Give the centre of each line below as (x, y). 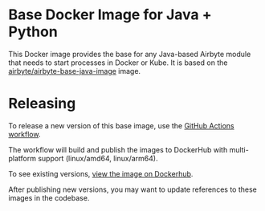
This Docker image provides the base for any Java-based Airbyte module (130, 54)
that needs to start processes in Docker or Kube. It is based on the (118, 63)
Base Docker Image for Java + (110, 15)
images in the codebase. (49, 197)
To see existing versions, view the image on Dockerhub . (101, 173)
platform (22, 158)
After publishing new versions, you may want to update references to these (132, 189)
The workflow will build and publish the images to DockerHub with (118, 149)
